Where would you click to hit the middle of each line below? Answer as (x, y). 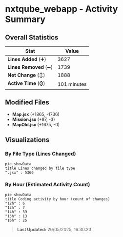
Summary (25, 19)
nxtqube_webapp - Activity (61, 9)
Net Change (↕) (26, 75)
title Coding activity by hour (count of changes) (58, 199)
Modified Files (27, 103)
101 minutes (72, 84)
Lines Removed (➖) (30, 67)
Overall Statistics (32, 37)
